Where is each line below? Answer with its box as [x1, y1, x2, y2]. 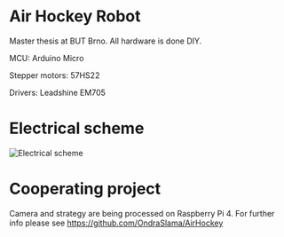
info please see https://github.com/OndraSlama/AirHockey [9, 217, 224, 228]
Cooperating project [9, 179, 162, 199]
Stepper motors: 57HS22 [9, 69, 100, 81]
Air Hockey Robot [9, 6, 141, 27]
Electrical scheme [9, 118, 145, 138]
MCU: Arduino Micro [9, 52, 84, 63]
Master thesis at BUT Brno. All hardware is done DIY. [9, 36, 202, 46]
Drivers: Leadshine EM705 [9, 87, 106, 98]
